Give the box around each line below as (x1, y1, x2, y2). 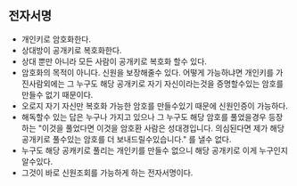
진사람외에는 (21, 78, 66, 89)
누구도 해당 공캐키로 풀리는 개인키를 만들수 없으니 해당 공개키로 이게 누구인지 (21, 145, 289, 156)
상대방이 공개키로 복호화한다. (21, 44, 122, 55)
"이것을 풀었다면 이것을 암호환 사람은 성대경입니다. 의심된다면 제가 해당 (37, 123, 285, 133)
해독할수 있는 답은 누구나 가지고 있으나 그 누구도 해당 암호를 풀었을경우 (21, 111, 267, 122)
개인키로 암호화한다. (21, 34, 91, 44)
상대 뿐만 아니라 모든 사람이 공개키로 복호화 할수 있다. (21, 56, 207, 67)
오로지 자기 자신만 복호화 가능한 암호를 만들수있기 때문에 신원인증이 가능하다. (21, 101, 289, 111)
